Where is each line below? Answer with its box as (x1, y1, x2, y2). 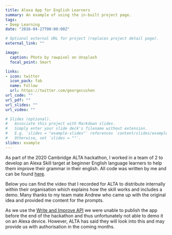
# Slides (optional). (5, 116, 52, 121)
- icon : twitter (5, 74, 40, 79)
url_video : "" (5, 107, 36, 112)
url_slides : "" (5, 102, 38, 107)
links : (5, 69, 19, 74)
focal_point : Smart (10, 60, 52, 65)
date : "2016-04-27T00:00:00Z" (5, 27, 70, 32)
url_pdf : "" (5, 97, 31, 103)
